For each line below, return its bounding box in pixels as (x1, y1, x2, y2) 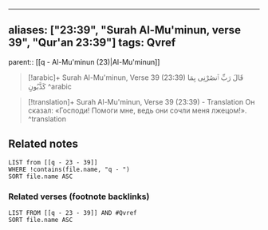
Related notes (8, 137, 78, 151)
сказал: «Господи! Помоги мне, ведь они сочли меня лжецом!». (27, 105, 247, 115)
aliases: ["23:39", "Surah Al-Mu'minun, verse (8, 23, 242, 37)
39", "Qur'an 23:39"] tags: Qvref (8, 36, 176, 50)
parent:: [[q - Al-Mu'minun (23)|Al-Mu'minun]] (8, 57, 160, 66)
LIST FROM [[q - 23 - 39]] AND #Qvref (8, 208, 137, 216)
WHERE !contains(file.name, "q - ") (8, 165, 130, 173)
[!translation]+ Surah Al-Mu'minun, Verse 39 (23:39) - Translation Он (27, 97, 255, 106)
